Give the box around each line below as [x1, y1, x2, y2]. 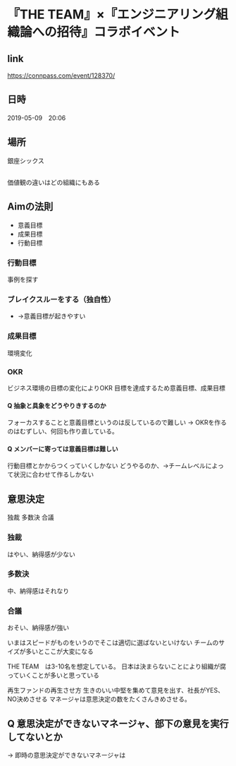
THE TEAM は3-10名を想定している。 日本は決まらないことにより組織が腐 [7, 662, 227, 671]
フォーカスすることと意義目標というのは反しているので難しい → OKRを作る [7, 418, 227, 427]
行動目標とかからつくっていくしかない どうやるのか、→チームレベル [7, 462, 206, 470]
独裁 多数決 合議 [7, 513, 54, 522]
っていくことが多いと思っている [7, 671, 100, 680]
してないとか [7, 731, 63, 743]
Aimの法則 [7, 201, 54, 213]
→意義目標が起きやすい [17, 312, 86, 321]
